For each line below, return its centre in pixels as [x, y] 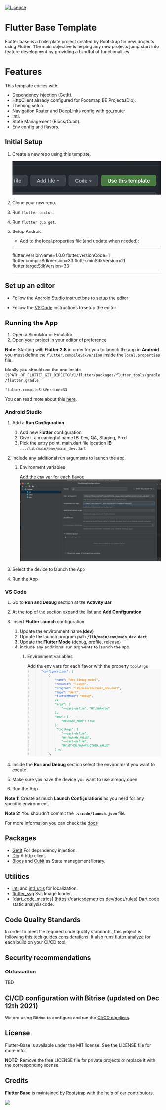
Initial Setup [24, 142]
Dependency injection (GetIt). [42, 95]
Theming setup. [28, 105]
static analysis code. [33, 904]
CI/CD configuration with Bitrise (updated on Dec [82, 998]
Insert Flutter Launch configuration [48, 622]
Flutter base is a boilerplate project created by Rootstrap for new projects [80, 41]
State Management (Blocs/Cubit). [46, 121]
